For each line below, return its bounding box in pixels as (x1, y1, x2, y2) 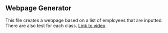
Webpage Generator (5, 4, 72, 12)
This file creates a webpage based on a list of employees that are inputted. (5, 17, 163, 23)
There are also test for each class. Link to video (5, 22, 106, 28)
